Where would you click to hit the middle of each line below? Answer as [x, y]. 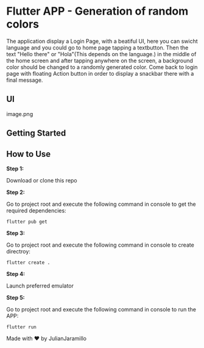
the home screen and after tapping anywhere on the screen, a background [100, 60]
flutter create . [28, 263]
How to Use [29, 154]
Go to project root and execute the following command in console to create [100, 245]
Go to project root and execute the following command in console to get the [101, 204]
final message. [25, 80]
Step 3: [16, 233]
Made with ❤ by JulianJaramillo [47, 338]
